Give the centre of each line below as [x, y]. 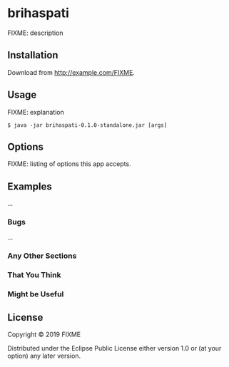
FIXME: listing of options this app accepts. [69, 164]
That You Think [34, 275]
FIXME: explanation [36, 112]
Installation [33, 55]
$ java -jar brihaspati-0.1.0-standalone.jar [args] [87, 125]
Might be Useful [36, 294]
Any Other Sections [42, 256]
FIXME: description [35, 33]
